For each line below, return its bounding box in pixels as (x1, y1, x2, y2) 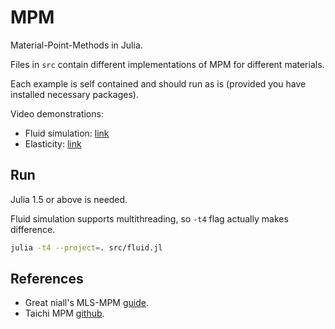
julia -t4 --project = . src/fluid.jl (10, 242, 163, 253)
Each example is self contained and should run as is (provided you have (10, 77, 307, 90)
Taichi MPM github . (24, 307, 105, 320)
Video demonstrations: (10, 107, 104, 120)
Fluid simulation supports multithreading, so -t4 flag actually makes (10, 212, 289, 225)
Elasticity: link (24, 137, 82, 150)
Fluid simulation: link (24, 127, 110, 139)
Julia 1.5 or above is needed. (10, 193, 128, 205)
